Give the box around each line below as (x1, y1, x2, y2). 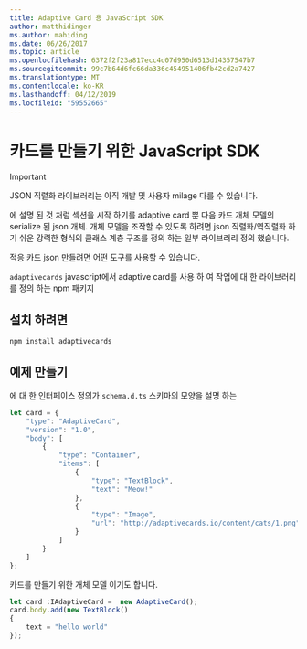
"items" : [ (58, 459, 101, 469)
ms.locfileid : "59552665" (9, 98, 108, 108)
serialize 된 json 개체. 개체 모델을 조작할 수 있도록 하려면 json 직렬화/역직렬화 (9, 221, 286, 232)
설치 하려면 (9, 312, 69, 327)
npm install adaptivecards (9, 337, 112, 346)
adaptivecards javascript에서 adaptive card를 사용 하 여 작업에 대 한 (9, 271, 258, 282)
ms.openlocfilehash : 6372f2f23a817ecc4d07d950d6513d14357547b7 (9, 56, 256, 65)
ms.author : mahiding (9, 30, 89, 39)
